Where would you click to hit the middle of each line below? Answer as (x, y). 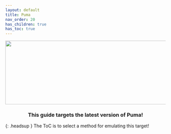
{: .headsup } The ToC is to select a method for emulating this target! (77, 126)
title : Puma (18, 15)
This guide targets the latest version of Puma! (85, 115)
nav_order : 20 (20, 19)
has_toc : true (20, 29)
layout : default (22, 10)
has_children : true (26, 24)
